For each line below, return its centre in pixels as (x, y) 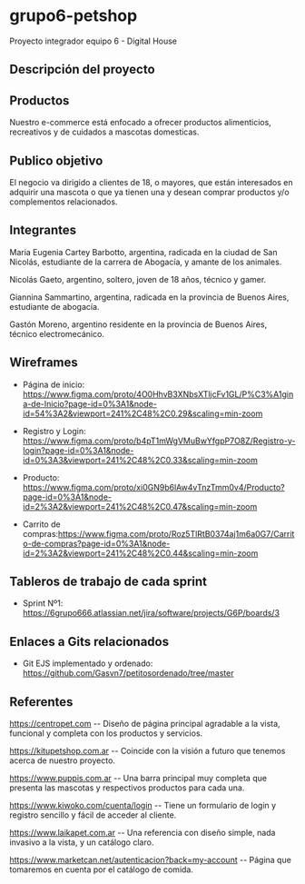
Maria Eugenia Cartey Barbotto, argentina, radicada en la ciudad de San (144, 252)
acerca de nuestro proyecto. (63, 760)
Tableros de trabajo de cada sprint (108, 581)
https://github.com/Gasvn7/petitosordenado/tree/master (128, 673)
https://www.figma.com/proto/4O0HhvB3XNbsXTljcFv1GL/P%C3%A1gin (158, 394)
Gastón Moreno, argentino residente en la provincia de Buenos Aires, (138, 324)
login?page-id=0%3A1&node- (78, 450)
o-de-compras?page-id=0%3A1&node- (96, 543)
